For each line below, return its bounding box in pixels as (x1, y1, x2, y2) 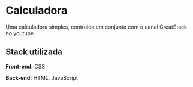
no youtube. (5, 29, 35, 36)
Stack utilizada (5, 47, 62, 57)
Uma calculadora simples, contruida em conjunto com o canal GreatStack (5, 23, 188, 30)
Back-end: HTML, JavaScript (5, 74, 79, 81)
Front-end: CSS (5, 63, 46, 70)
